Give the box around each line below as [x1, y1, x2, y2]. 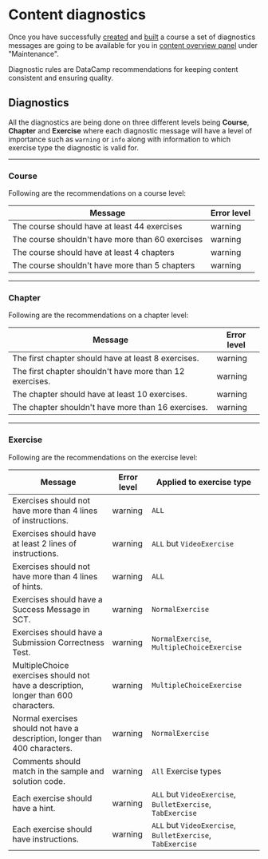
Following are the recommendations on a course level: [8, 189, 186, 198]
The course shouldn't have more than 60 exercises [12, 234, 203, 245]
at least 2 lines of [12, 538, 77, 549]
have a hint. [12, 802, 56, 813]
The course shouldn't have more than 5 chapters [12, 260, 195, 271]
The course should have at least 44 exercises [12, 221, 183, 233]
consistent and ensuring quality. [8, 73, 114, 82]
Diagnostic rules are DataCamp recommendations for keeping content [8, 64, 238, 74]
